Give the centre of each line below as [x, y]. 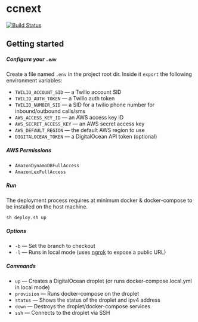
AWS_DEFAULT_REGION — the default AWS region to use [80, 130]
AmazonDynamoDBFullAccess [47, 166]
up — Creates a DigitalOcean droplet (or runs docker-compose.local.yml [103, 281]
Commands [21, 266]
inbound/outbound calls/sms [50, 111]
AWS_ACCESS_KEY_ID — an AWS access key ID [69, 118]
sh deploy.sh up [26, 218]
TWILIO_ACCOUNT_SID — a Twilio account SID [68, 92]
